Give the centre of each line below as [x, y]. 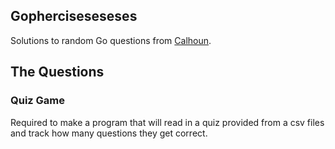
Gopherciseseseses [74, 16]
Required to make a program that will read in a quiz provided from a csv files [167, 122]
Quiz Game [38, 101]
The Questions [57, 72]
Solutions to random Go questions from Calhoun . [111, 40]
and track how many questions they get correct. [109, 133]
